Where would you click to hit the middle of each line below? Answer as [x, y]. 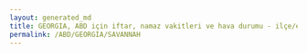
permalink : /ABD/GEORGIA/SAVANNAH [75, 34]
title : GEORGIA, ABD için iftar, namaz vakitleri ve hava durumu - [141, 26]
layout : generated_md [51, 18]
